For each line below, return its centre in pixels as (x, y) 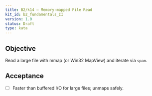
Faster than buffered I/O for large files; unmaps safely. (68, 88)
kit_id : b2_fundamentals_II (34, 14)
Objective (21, 48)
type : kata (16, 28)
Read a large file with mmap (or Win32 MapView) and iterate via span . (76, 60)
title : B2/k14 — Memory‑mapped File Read (49, 10)
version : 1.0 (19, 19)
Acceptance (24, 76)
